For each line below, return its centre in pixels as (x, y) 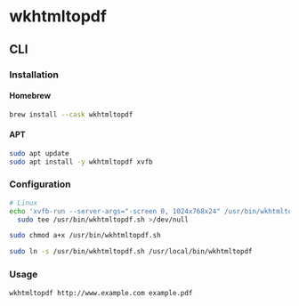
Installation (34, 75)
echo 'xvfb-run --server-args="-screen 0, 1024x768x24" (115, 211)
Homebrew (30, 96)
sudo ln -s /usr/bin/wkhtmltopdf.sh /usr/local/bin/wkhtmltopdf (131, 252)
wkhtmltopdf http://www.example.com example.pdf (101, 293)
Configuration (40, 184)
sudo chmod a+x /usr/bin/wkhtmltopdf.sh (85, 236)
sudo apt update (39, 153)
